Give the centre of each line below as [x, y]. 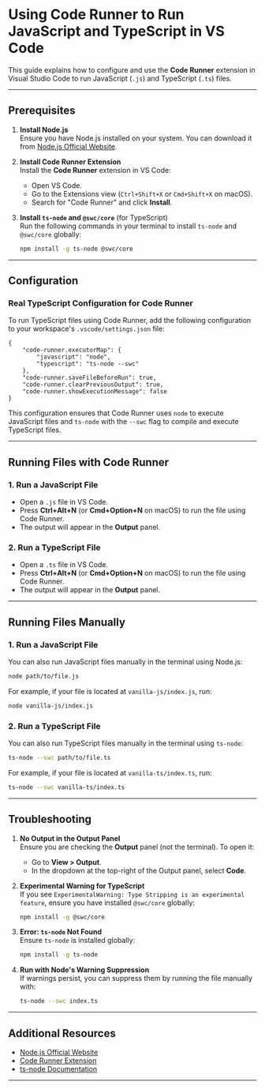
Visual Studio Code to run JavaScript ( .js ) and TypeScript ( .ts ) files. [120, 78]
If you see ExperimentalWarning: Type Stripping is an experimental [132, 894]
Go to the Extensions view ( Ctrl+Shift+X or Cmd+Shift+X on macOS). [142, 193]
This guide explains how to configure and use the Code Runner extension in [132, 69]
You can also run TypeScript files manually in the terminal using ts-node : [126, 743]
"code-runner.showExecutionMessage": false [95, 392]
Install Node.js [44, 130]
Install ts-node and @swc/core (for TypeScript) [93, 217]
